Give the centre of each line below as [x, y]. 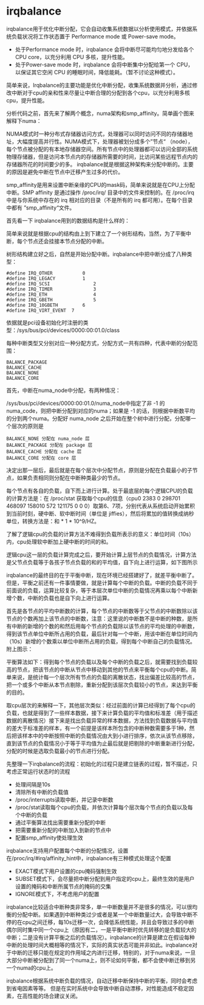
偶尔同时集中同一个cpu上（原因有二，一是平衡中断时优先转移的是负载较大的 [101, 930]
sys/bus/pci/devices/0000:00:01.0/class [70, 330]
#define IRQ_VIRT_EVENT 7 [40, 310]
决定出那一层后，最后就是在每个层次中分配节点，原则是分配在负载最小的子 [99, 470]
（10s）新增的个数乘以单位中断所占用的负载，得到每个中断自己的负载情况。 [101, 641]
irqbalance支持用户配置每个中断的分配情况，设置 [67, 850]
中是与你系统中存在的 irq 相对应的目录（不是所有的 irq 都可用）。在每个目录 [100, 200]
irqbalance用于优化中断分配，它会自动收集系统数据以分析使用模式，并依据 [99, 29]
